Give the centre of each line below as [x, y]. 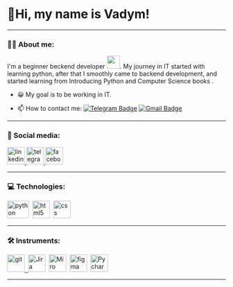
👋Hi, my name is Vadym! [79, 14]
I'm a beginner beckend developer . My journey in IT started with [106, 67]
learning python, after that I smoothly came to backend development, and [112, 74]
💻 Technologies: [36, 186]
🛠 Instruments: [34, 241]
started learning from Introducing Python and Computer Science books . [110, 81]
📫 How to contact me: [49, 108]
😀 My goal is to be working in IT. [64, 95]
